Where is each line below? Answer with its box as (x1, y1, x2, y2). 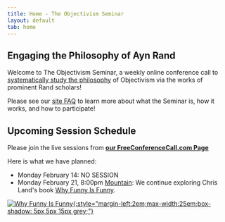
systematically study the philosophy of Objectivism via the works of (7, 75, 203, 85)
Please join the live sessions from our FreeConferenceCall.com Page (7, 144, 209, 152)
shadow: (7, 207, 32, 215)
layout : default (7, 17, 55, 24)
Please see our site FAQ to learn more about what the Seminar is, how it (7, 97, 214, 106)
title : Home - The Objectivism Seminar (7, 10, 124, 18)
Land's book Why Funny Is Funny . (17, 186, 116, 194)
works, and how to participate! (7, 104, 96, 113)
